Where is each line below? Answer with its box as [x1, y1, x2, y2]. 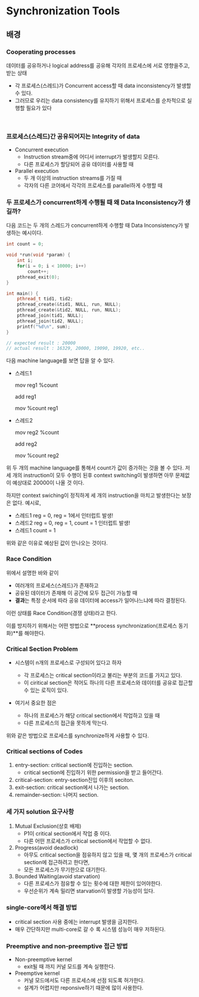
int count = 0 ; [6, 241, 44, 247]
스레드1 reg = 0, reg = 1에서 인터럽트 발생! [14, 512, 113, 519]
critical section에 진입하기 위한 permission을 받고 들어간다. [23, 769, 163, 776]
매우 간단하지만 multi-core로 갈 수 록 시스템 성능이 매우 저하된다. [14, 925, 166, 933]
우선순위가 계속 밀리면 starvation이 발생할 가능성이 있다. [23, 887, 155, 894]
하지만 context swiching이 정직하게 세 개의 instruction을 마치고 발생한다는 [6, 492, 181, 499]
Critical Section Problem [6, 645, 79, 653]
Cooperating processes [6, 48, 76, 56]
